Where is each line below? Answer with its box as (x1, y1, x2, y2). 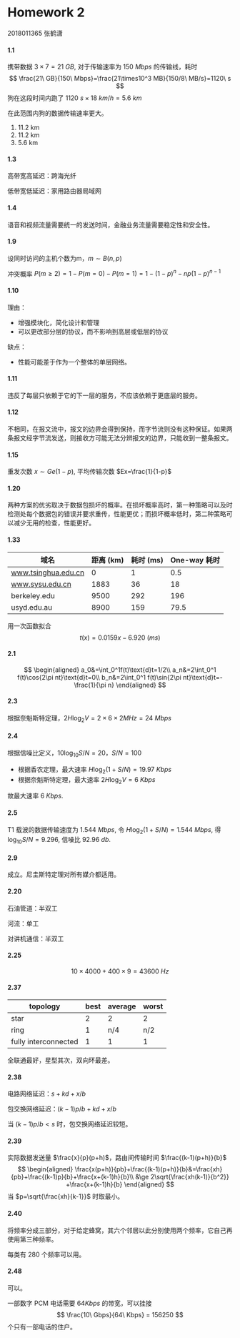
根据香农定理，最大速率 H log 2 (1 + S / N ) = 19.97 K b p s (17, 765, 172, 775)
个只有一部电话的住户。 (7, 1322, 76, 1331)
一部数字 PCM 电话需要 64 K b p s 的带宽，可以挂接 (7, 1299, 152, 1307)
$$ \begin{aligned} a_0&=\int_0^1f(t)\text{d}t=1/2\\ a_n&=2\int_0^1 (24, 665, 216, 674)
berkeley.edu (11, 590, 55, 600)
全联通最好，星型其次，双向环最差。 (7, 1056, 114, 1065)
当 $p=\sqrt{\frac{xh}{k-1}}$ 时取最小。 (7, 1192, 124, 1201)
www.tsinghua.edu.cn (11, 568, 84, 578)
